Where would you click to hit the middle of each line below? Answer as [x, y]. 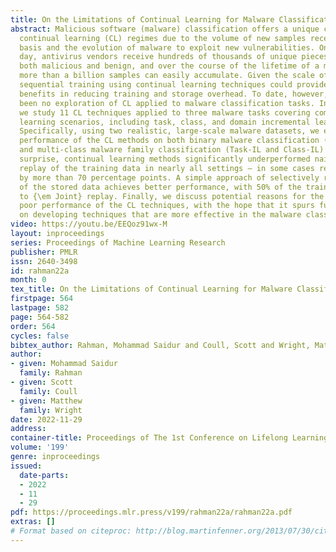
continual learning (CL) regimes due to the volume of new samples [163, 38]
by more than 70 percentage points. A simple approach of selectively [169, 177]
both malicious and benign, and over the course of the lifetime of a [169, 66]
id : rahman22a [40, 271]
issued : [26, 466]
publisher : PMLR [44, 252]
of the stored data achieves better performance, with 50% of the [160, 187]
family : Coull [48, 391]
